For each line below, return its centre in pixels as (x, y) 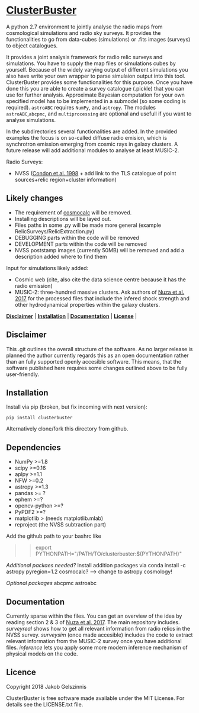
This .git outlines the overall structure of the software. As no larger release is (99, 349)
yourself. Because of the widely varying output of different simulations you (97, 69)
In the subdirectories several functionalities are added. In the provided (92, 131)
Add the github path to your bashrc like (54, 536)
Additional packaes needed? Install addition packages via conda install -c (96, 566)
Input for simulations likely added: (47, 268)
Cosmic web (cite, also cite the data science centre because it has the (100, 280)
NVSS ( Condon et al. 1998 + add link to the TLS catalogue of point (95, 173)
